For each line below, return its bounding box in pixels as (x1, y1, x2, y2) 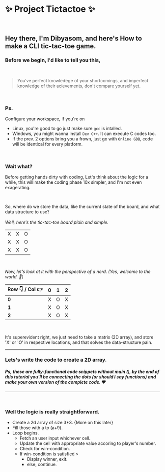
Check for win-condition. (19, 446, 70, 452)
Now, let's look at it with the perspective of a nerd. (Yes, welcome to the (5, 269, 151, 274)
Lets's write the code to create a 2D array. (5, 356, 107, 363)
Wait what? (5, 163, 33, 169)
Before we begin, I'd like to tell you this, (5, 57, 101, 64)
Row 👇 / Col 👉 (7, 286, 43, 293)
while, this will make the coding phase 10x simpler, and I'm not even (5, 179, 142, 185)
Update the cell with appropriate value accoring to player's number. (19, 440, 156, 446)
